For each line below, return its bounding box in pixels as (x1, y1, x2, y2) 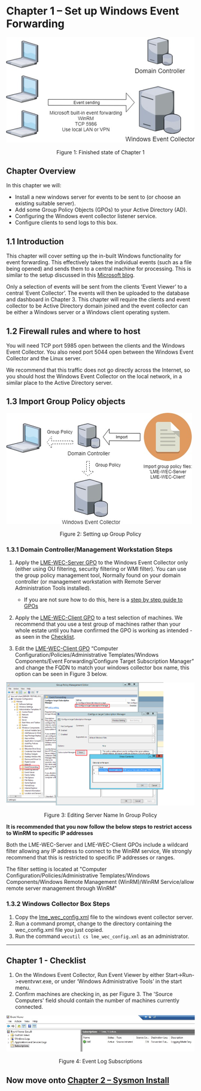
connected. (14, 1003, 44, 1011)
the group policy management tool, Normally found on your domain (14, 572, 181, 579)
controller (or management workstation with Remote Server (14, 578, 162, 585)
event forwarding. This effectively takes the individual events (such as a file (6, 259, 192, 266)
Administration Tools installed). (14, 584, 92, 592)
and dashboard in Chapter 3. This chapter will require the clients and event (6, 296, 190, 303)
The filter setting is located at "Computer (6, 866, 107, 873)
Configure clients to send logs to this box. (14, 219, 118, 226)
